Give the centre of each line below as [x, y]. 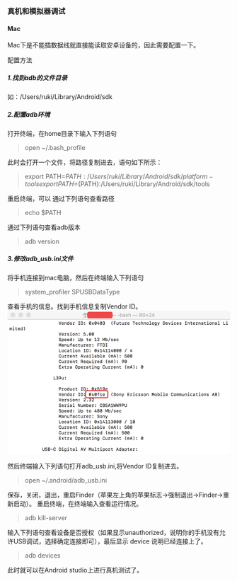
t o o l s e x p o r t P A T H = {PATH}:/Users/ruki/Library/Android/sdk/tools [117, 184]
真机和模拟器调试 [36, 11]
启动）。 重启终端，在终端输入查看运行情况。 [78, 503]
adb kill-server [46, 517]
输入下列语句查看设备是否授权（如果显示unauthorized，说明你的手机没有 [113, 532]
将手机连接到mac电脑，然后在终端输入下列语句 [76, 278]
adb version [42, 241]
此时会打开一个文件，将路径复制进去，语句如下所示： [85, 162]
